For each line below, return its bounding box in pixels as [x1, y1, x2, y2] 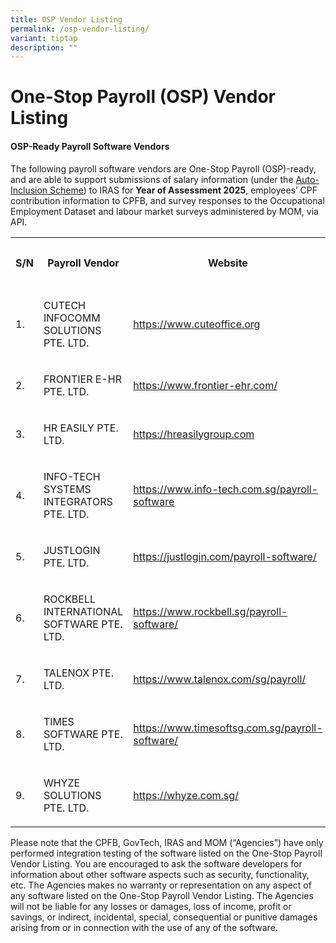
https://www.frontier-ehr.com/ [133, 378, 278, 392]
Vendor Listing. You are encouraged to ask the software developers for [10, 857, 303, 870]
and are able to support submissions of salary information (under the [10, 173, 294, 185]
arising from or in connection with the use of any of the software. [10, 921, 278, 933]
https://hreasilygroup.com [133, 427, 255, 441]
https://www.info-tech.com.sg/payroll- [133, 482, 319, 496]
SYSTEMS [43, 482, 92, 496]
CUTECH [43, 298, 87, 312]
